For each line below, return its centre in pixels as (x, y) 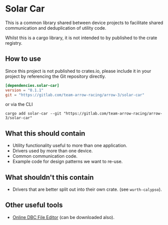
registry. (14, 43)
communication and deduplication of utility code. (56, 28)
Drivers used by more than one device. (52, 151)
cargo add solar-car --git (33, 114)
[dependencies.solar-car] (32, 85)
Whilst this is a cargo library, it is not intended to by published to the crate (81, 38)
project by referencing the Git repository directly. (56, 76)
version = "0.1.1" (24, 90)
